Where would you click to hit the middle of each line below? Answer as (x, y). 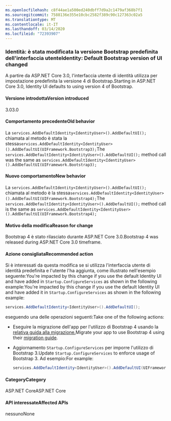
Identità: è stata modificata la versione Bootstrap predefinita (82, 52)
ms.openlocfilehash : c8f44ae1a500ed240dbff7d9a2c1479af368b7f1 (74, 10)
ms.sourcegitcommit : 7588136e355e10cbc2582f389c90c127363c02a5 (74, 15)
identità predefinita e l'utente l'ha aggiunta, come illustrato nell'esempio (81, 271)
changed (17, 64)
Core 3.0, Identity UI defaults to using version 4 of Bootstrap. (69, 86)
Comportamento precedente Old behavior (50, 121)
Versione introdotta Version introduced (47, 98)
